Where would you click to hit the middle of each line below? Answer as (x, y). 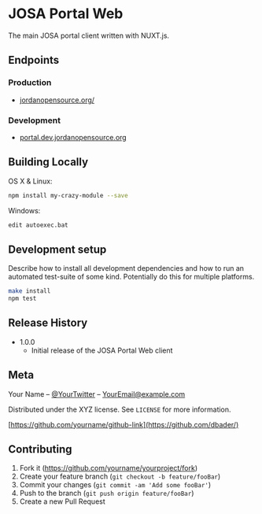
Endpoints (34, 60)
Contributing (40, 449)
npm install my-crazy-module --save (68, 195)
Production (30, 83)
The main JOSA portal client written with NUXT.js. (89, 35)
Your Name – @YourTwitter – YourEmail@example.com (97, 394)
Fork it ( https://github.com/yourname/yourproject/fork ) (109, 468)
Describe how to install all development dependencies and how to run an (126, 268)
